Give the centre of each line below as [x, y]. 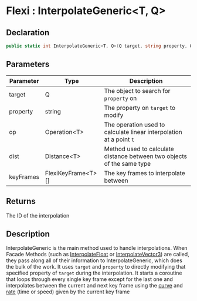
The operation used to [135, 125]
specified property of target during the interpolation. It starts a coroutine [94, 273]
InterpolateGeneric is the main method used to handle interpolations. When [97, 248]
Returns [21, 201]
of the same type [128, 163]
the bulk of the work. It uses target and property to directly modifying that [96, 267]
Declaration [28, 33]
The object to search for [137, 91]
